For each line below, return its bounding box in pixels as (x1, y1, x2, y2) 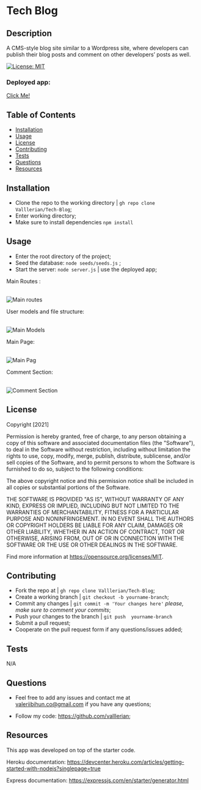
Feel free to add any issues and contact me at (15, 694, 131, 701)
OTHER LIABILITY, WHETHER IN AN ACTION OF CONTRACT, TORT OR (6, 528, 185, 535)
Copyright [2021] (6, 420, 49, 428)
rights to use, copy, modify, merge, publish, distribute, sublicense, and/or (6, 452, 191, 460)
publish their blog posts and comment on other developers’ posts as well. (6, 51, 191, 58)
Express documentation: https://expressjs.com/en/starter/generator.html (6, 777, 189, 784)
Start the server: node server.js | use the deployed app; (15, 265, 158, 273)
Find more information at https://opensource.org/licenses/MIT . (6, 553, 164, 560)
